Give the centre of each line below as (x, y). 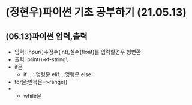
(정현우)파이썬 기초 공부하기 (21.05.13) (96, 12)
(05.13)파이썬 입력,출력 (46, 36)
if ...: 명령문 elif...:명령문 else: (58, 74)
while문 (32, 96)
